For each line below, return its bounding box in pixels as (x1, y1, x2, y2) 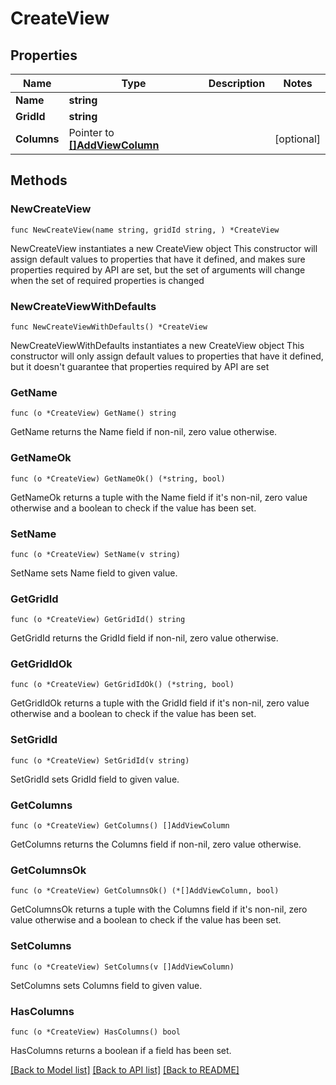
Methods (10, 172, 68, 189)
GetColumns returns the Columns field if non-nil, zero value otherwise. (10, 838, 302, 851)
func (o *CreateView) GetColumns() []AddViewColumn (10, 821, 230, 831)
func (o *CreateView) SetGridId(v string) (10, 755, 190, 766)
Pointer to (68, 126, 115, 139)
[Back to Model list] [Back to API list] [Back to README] (10, 1063, 240, 1076)
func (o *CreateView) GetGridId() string (10, 615, 186, 625)
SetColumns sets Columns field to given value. (10, 979, 203, 991)
